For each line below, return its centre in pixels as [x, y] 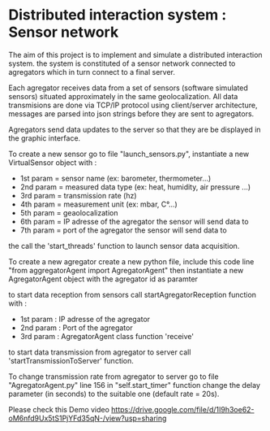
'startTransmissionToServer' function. [71, 360]
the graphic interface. [45, 138]
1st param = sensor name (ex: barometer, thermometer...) [116, 178]
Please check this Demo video [59, 409]
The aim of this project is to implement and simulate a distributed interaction [135, 54]
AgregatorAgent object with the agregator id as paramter [103, 279]
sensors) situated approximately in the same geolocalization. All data [123, 96]
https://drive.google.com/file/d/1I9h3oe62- [182, 409]
